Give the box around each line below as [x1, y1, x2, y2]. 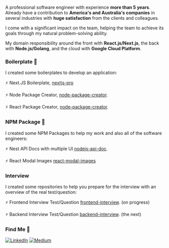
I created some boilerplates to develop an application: [5, 69, 117, 76]
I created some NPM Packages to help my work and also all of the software [5, 130, 162, 136]
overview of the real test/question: [5, 189, 77, 195]
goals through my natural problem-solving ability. [5, 30, 108, 36]
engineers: [5, 135, 28, 141]
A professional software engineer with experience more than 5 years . [5, 5, 151, 10]
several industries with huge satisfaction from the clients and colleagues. [5, 15, 159, 21]
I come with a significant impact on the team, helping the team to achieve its [5, 25, 164, 31]
